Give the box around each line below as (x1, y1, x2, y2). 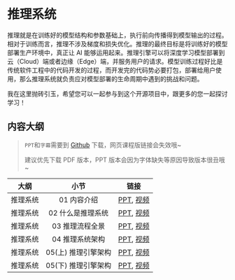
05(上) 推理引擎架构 (45, 247, 112, 257)
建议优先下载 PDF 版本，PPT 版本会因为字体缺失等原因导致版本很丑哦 (24, 155, 225, 164)
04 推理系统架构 (52, 234, 106, 244)
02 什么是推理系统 (48, 208, 109, 218)
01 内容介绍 (59, 195, 99, 204)
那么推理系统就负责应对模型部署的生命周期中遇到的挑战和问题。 (19, 74, 204, 83)
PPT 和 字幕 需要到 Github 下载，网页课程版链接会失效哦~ (24, 141, 182, 149)
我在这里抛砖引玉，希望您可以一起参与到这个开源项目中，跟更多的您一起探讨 (7, 89, 228, 98)
